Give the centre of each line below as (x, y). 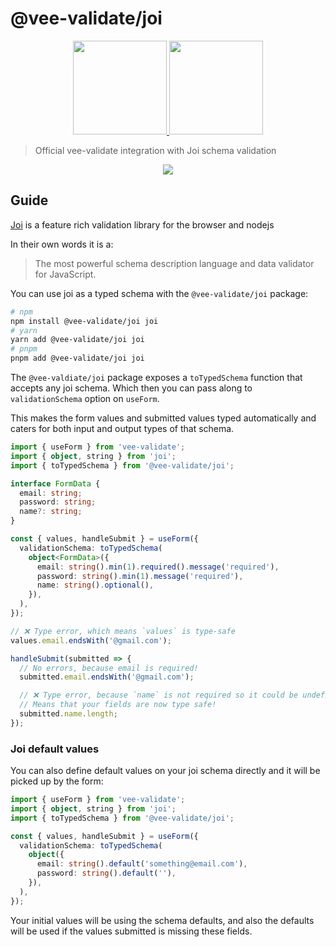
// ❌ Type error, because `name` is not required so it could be (159, 695)
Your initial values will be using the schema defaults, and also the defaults (162, 920)
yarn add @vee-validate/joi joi (77, 340)
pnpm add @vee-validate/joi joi (77, 358)
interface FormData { (55, 483)
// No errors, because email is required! (109, 668)
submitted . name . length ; (68, 714)
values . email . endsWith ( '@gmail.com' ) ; (91, 640)
